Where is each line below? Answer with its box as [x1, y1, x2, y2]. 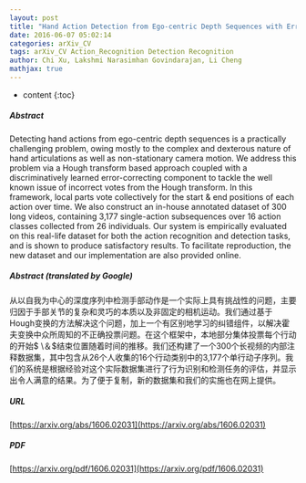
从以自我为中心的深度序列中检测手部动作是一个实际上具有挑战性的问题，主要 [9, 294, 297, 306]
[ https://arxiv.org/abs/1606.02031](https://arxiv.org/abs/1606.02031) [9, 419, 266, 430]
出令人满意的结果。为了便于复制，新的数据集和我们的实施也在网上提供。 [9, 374, 280, 385]
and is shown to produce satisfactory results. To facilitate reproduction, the [9, 239, 291, 251]
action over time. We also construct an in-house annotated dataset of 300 [9, 201, 287, 212]
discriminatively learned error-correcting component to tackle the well [9, 172, 273, 183]
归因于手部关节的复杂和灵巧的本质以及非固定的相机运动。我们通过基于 [9, 306, 273, 317]
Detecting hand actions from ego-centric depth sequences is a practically [9, 133, 287, 144]
